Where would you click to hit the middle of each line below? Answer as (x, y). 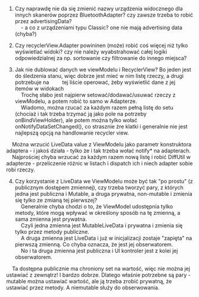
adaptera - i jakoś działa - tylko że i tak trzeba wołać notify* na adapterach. (99, 151)
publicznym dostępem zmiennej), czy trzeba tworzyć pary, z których (99, 187)
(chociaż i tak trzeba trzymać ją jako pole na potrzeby (81, 114)
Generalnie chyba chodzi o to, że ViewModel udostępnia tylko (97, 207)
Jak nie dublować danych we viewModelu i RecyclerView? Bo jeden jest (103, 70)
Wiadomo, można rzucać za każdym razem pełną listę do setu (97, 107)
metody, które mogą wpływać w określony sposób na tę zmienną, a (97, 213)
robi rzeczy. (21, 170)
